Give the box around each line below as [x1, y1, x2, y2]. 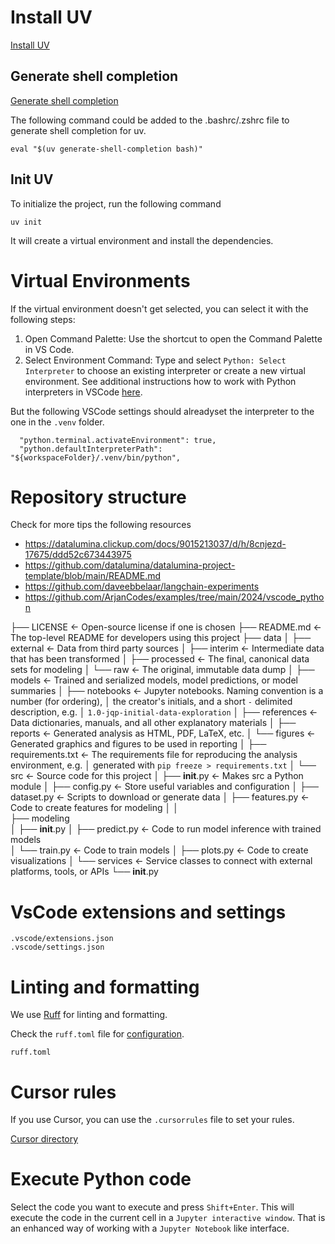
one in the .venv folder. [10, 416, 105, 428]
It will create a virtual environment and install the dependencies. [10, 234, 274, 246]
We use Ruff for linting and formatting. [10, 1009, 168, 1021]
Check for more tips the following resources [10, 519, 192, 531]
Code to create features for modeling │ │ [10, 802, 179, 814]
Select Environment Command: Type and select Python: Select [24, 354, 287, 366]
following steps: [10, 313, 76, 325]
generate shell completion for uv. [10, 124, 147, 136]
